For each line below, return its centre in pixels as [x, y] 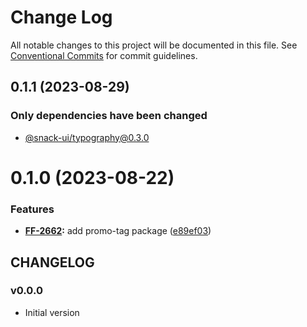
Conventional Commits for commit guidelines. [104, 55]
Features [32, 209]
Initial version [52, 312]
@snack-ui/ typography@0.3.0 [87, 137]
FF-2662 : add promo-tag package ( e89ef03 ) [118, 231]
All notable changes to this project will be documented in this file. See [154, 45]
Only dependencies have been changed [109, 116]
